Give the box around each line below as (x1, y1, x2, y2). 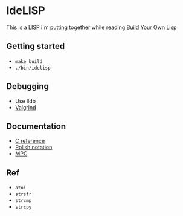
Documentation (6, 121, 66, 131)
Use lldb (14, 97, 36, 105)
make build (14, 58, 43, 64)
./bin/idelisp (14, 65, 51, 71)
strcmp (14, 198, 32, 204)
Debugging (6, 81, 50, 91)
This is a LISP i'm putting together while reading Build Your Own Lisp (6, 24, 177, 31)
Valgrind (14, 103, 36, 111)
